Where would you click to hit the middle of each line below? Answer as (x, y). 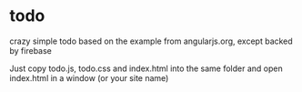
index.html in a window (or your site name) (89, 77)
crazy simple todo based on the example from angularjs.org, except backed (151, 41)
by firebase (30, 50)
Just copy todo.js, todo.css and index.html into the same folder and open (146, 68)
